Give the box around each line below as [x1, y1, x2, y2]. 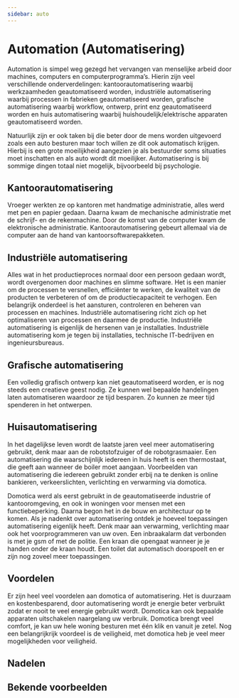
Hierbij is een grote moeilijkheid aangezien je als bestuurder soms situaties [7, 146, 226, 155]
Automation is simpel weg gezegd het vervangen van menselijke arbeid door [7, 65, 232, 73]
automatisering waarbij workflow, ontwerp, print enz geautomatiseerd [7, 102, 212, 111]
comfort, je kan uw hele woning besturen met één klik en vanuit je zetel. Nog [7, 621, 232, 630]
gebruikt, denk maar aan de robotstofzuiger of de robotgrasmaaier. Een [7, 447, 217, 456]
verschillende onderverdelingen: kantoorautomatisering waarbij [7, 80, 193, 88]
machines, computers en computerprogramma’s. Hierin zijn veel [7, 72, 196, 80]
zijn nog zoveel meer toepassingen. [7, 552, 112, 560]
